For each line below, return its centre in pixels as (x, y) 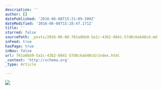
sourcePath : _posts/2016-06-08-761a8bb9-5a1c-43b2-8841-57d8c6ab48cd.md (81, 37)
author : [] (16, 14)
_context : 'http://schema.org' (37, 60)
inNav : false (18, 51)
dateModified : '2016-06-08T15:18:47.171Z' (49, 23)
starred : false (21, 32)
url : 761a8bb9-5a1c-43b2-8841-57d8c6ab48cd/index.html (63, 55)
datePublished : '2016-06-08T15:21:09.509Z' (50, 19)
